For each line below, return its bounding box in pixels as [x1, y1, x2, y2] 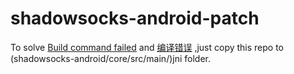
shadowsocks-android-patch [10, 7, 260, 30]
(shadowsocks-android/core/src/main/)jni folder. [10, 52, 212, 64]
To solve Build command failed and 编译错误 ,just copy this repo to [10, 41, 285, 53]
